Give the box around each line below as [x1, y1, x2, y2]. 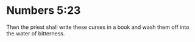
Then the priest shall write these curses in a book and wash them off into [6, 23, 190, 31]
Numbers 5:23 [6, 4, 81, 17]
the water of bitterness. [6, 29, 65, 37]
